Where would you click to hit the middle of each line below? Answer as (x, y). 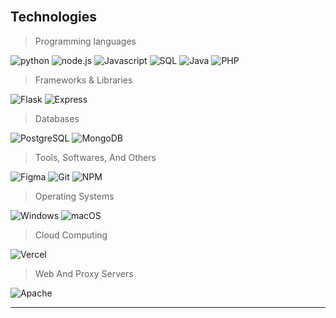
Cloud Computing (71, 235)
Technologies (54, 17)
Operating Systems (74, 196)
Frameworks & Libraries (83, 80)
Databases (57, 118)
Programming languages (85, 41)
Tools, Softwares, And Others (95, 157)
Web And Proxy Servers (84, 273)
